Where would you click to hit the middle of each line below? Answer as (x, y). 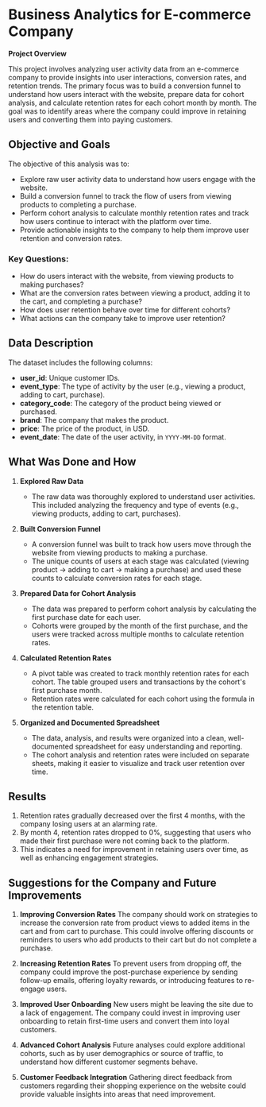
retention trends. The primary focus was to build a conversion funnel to (125, 86)
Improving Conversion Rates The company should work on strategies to (139, 915)
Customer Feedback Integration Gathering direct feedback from (126, 1078)
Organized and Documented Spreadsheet (90, 722)
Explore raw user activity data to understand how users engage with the (138, 179)
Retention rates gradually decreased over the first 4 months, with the (132, 815)
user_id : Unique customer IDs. (70, 377)
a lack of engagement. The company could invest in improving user (130, 1013)
